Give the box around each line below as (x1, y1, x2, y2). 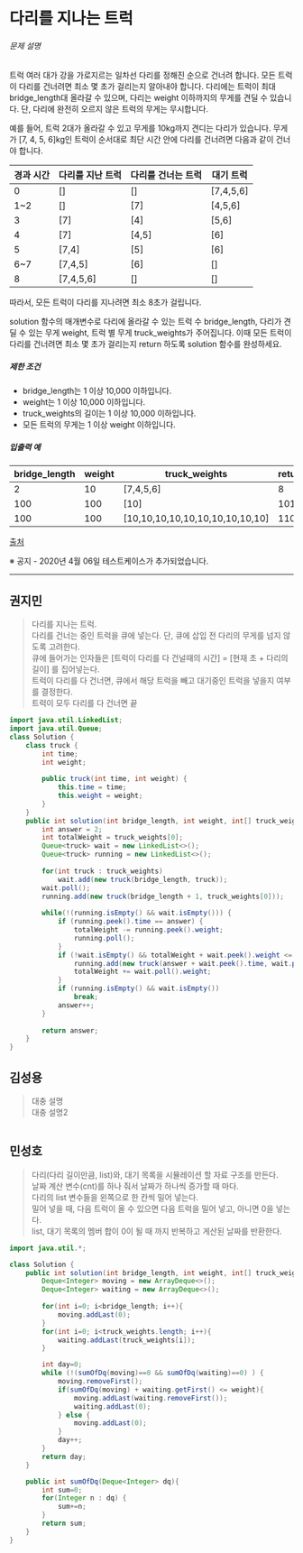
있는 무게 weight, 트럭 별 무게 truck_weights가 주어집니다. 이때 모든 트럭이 (28, 327, 292, 338)
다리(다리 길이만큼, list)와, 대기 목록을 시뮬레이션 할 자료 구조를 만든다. (31, 1169, 279, 1180)
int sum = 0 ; (41, 1485, 83, 1494)
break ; (73, 993, 99, 1002)
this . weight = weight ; (57, 791, 143, 801)
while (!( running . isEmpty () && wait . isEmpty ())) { (41, 908, 232, 918)
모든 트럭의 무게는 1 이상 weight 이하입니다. (22, 419, 176, 430)
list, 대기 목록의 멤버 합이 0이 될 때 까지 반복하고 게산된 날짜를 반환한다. (31, 1226, 282, 1236)
